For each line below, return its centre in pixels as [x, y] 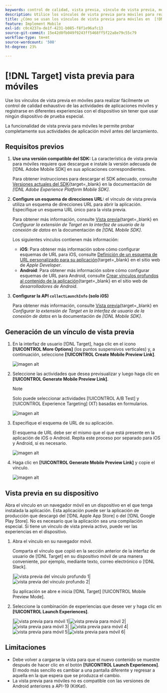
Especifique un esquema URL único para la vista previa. [69, 210]
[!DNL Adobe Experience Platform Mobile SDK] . [61, 189]
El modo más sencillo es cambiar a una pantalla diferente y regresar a [83, 670]
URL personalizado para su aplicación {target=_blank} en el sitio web [90, 260]
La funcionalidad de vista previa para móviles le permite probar [70, 126]
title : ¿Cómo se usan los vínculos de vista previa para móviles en [78, 19]
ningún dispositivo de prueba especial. [45, 116]
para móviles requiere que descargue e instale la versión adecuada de [84, 164]
